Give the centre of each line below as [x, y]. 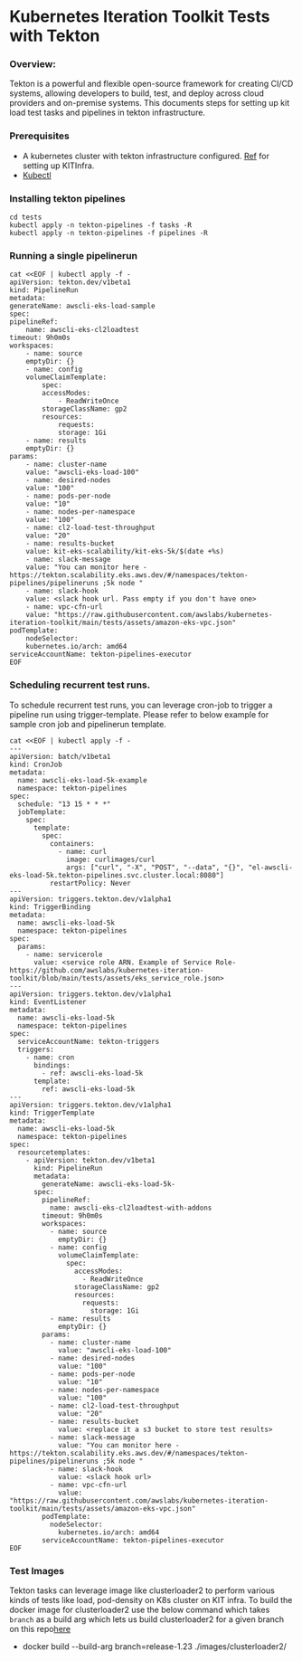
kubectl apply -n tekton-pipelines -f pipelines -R [109, 233]
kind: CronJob [36, 764]
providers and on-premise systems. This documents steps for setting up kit [150, 103]
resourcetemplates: [54, 1152]
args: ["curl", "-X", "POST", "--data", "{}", [156, 867]
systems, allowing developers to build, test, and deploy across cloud [137, 93]
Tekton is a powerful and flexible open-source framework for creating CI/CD [151, 84]
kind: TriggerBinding [50, 906]
